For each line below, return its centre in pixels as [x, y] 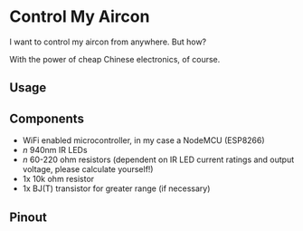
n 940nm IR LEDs [55, 150]
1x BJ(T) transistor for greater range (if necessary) [116, 188]
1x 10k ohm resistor [58, 179]
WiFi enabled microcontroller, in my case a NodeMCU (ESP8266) [143, 140]
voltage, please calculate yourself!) [88, 169]
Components [47, 118]
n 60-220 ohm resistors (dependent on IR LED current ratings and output [158, 159]
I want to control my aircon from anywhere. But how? [108, 42]
